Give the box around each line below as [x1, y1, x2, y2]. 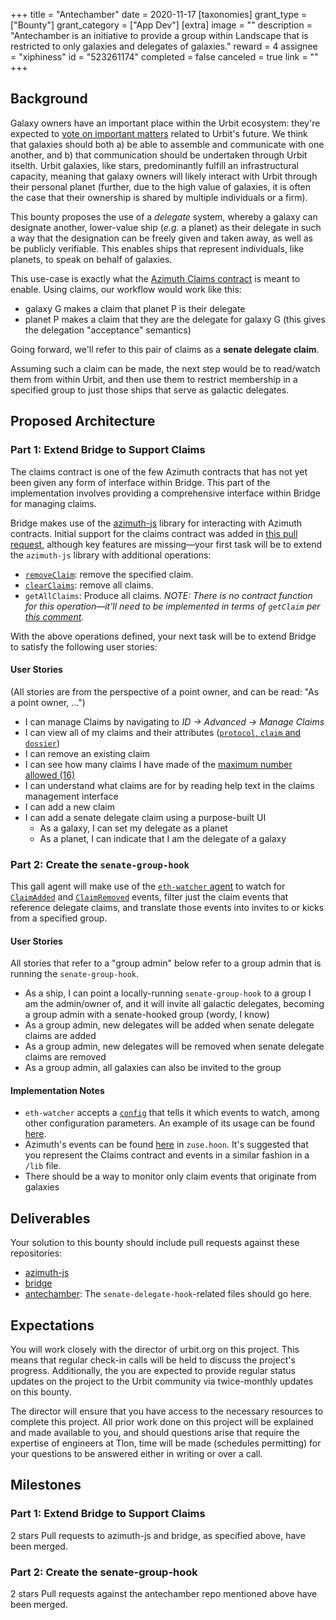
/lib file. [24, 1160, 62, 1172]
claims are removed [24, 1051, 107, 1063]
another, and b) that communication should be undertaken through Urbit [10, 149, 308, 161]
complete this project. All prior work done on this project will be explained [10, 1416, 314, 1428]
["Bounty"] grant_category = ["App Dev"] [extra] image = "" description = [10, 19, 313, 31]
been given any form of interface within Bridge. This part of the [10, 476, 271, 488]
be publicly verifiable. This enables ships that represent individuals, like [10, 242, 305, 254]
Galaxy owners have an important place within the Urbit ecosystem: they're [10, 117, 321, 129]
